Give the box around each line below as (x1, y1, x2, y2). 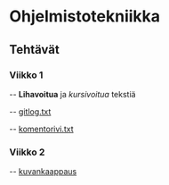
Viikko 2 (9, 146, 45, 158)
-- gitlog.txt (9, 105, 52, 117)
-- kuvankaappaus (9, 166, 77, 177)
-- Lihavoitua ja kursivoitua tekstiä (9, 88, 136, 99)
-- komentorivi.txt (9, 123, 74, 134)
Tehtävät (9, 42, 60, 57)
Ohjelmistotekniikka (9, 6, 161, 27)
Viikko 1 (9, 69, 44, 81)
